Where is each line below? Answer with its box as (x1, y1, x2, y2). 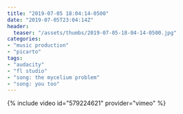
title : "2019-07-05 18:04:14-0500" (7, 10, 109, 17)
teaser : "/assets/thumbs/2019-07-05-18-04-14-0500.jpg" (13, 29, 177, 36)
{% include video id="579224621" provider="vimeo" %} (7, 99, 166, 107)
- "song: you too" (7, 80, 60, 87)
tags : (7, 55, 23, 62)
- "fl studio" (7, 67, 48, 74)
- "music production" (7, 42, 69, 49)
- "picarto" (7, 49, 41, 56)
